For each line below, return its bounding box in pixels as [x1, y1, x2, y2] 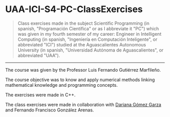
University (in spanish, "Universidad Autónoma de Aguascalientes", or [17, 47, 163, 53]
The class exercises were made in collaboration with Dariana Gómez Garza [5, 101, 161, 107]
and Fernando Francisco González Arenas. [5, 107, 94, 113]
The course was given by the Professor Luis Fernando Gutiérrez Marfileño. [5, 67, 161, 73]
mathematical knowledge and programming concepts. [5, 82, 118, 88]
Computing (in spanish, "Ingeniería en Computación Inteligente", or [17, 36, 158, 42]
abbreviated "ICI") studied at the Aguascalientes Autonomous [17, 41, 146, 47]
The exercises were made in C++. [5, 92, 76, 98]
